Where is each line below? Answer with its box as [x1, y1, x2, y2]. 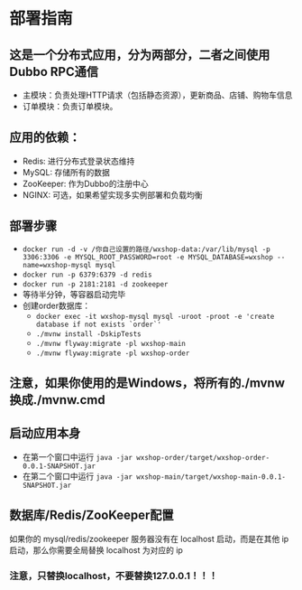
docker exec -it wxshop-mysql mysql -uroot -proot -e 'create [35, 312, 275, 321]
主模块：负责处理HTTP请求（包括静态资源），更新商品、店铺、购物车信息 [22, 89, 293, 100]
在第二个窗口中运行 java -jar [22, 471, 133, 482]
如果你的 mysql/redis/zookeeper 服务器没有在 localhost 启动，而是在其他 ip [9, 533, 289, 544]
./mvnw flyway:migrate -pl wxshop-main [35, 339, 187, 348]
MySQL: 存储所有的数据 [22, 166, 110, 177]
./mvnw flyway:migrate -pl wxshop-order [35, 349, 190, 358]
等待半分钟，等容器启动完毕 [22, 288, 126, 299]
